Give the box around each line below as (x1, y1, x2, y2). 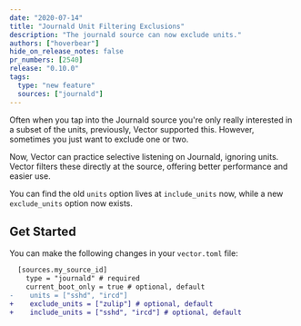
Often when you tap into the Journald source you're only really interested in (9, 114, 293, 125)
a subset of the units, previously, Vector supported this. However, (9, 123, 255, 134)
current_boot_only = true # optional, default (25, 282, 206, 291)
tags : (9, 73, 30, 82)
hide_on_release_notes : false (9, 47, 125, 56)
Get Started (9, 223, 76, 239)
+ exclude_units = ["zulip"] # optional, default (9, 299, 214, 309)
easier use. (9, 170, 52, 182)
